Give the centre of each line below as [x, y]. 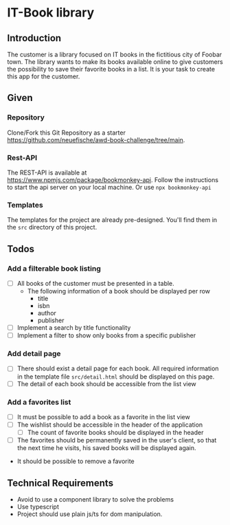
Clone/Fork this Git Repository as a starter [66, 133]
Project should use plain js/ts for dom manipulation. [90, 514]
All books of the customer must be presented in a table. [96, 283]
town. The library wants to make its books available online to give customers [115, 62]
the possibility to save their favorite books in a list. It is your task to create [111, 69]
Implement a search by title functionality [74, 328]
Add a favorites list [39, 402]
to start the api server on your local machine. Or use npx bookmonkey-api [109, 187]
